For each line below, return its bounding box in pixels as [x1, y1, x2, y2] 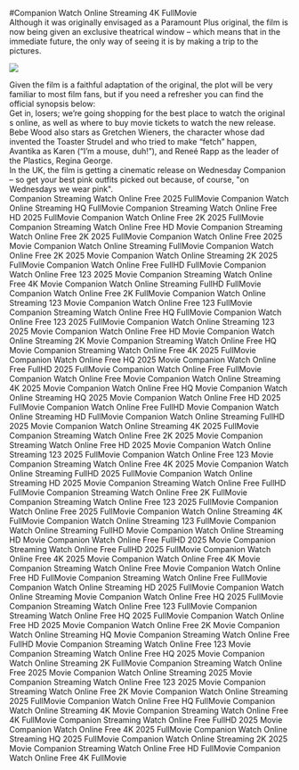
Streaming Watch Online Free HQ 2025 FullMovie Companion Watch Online [9, 610, 285, 621]
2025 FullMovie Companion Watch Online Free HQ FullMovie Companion [9, 696, 276, 706]
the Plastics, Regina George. [9, 155, 113, 166]
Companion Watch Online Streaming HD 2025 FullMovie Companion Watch [9, 582, 285, 592]
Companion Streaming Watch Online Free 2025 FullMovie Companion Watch [9, 194, 289, 203]
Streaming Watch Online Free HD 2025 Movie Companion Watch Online [9, 440, 271, 450]
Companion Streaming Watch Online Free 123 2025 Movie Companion [9, 677, 266, 687]
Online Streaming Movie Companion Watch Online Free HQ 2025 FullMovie [9, 592, 284, 601]
